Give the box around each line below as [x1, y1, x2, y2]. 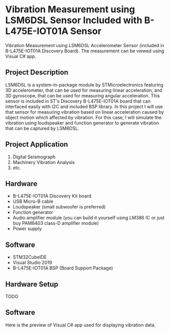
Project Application [5, 140, 68, 149]
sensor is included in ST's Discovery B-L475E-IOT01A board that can [5, 98, 151, 104]
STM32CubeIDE [12, 254, 47, 260]
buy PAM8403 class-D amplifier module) [12, 220, 99, 226]
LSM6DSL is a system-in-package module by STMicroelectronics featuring [5, 81, 164, 88]
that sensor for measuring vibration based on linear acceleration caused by [5, 109, 164, 115]
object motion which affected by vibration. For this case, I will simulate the [5, 114, 162, 120]
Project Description [5, 68, 69, 77]
